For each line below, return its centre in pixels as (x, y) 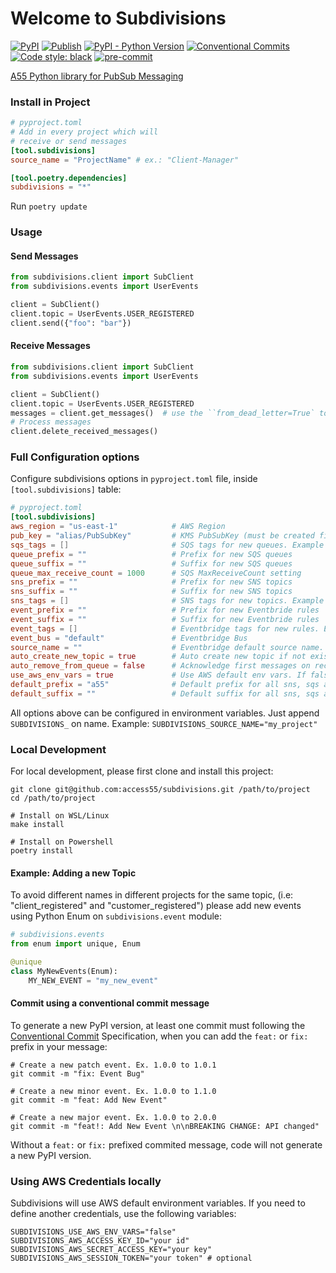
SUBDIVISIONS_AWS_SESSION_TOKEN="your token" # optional (131, 1258)
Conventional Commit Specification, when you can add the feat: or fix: (159, 1036)
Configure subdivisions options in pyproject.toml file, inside (134, 479)
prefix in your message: (59, 1046)
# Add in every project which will (84, 132)
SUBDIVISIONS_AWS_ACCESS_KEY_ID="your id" (100, 1241)
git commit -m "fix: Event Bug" (77, 1073)
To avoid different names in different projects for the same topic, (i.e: (152, 895)
